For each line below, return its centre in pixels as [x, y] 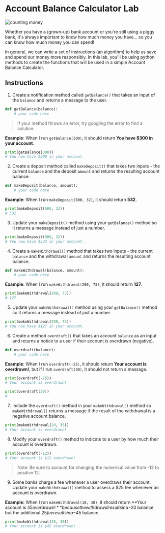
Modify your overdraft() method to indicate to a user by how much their [86, 439]
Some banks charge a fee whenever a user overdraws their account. [82, 482]
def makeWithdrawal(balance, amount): [45, 270]
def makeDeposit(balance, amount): [41, 186]
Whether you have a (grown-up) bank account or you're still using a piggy [80, 32]
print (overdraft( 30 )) [27, 392]
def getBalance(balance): [31, 109]
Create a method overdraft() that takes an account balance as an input [84, 335]
